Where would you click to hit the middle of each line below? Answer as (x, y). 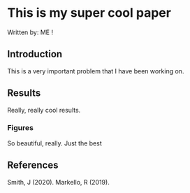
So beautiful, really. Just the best (55, 143)
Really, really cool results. (44, 110)
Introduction (35, 54)
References (33, 165)
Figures (20, 128)
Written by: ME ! (30, 32)
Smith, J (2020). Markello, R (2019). (58, 182)
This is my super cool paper (89, 13)
